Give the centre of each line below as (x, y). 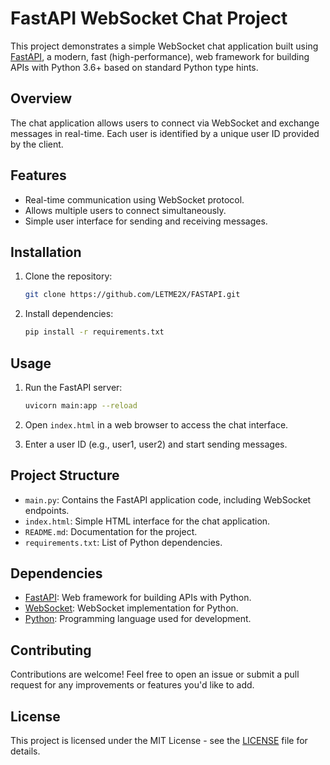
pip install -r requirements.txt (94, 332)
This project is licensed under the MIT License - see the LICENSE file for (159, 741)
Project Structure (65, 475)
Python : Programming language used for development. (138, 619)
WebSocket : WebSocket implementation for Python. (131, 608)
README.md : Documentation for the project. (111, 531)
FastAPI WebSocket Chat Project (149, 18)
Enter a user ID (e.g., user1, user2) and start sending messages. (156, 444)
